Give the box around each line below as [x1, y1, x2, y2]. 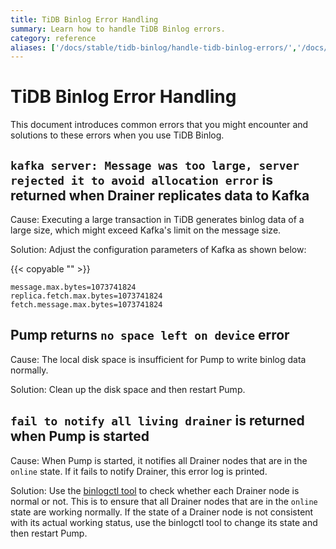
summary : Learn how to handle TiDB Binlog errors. [10, 24, 226, 34]
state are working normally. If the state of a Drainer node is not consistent [10, 506, 314, 518]
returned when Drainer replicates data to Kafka [10, 187, 310, 204]
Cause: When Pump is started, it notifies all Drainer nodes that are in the [10, 454, 308, 466]
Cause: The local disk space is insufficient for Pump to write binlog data [10, 353, 307, 365]
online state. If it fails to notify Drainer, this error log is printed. [10, 465, 268, 477]
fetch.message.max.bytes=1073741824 [10, 300, 163, 310]
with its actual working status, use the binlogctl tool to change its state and [10, 516, 318, 528]
